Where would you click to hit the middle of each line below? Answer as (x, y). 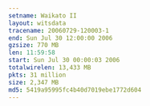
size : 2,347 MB (34, 82)
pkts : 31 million (37, 75)
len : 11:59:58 (32, 53)
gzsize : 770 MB (34, 45)
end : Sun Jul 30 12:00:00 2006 (61, 38)
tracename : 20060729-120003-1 (59, 30)
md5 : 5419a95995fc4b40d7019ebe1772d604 (75, 90)
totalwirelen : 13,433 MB (50, 68)
